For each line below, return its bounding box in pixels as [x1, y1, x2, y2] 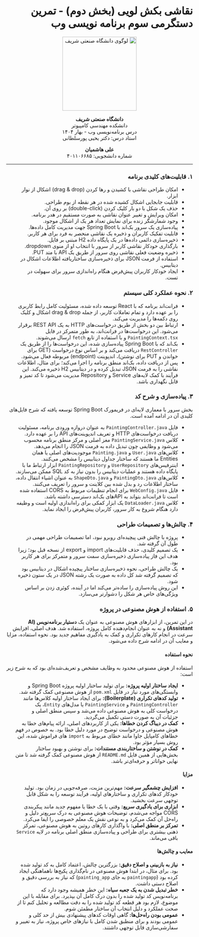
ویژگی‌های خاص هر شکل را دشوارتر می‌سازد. [78, 590, 178, 597]
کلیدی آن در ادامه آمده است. [130, 412, 193, 419]
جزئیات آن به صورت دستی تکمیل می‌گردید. [84, 713, 178, 720]
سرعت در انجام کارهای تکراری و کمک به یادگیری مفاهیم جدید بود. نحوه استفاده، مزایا [7, 631, 193, 638]
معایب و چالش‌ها [156, 848, 193, 855]
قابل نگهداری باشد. [136, 378, 178, 385]
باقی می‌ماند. [149, 834, 178, 841]
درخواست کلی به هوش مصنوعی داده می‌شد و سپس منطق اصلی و [31, 707, 178, 714]
